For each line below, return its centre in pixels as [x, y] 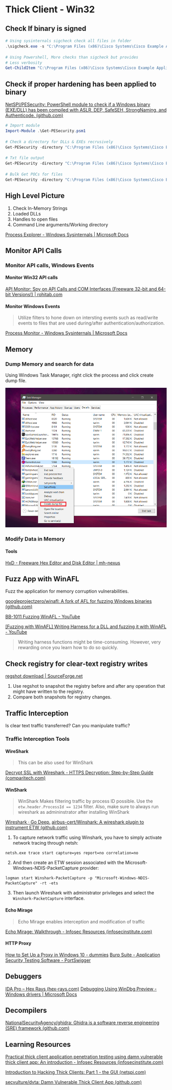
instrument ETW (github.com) [37, 828]
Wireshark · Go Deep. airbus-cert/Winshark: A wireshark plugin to [75, 822]
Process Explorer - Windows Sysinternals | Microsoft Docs [67, 235]
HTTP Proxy [18, 943]
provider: [89, 868]
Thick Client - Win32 [50, 10]
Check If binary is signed [46, 29]
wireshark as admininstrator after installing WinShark [73, 812]
